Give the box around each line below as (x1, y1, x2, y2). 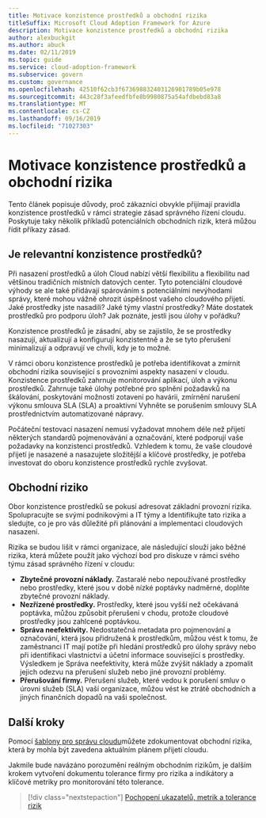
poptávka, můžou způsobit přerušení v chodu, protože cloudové (19, 608, 230, 618)
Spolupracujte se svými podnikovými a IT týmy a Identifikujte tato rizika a (8, 510, 247, 520)
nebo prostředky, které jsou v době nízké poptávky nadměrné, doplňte (19, 583, 250, 593)
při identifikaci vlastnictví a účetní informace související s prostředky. (19, 651, 245, 660)
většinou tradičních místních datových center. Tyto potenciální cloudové (8, 277, 243, 286)
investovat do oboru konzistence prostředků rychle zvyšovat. (8, 457, 208, 468)
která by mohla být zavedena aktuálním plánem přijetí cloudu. (8, 745, 209, 755)
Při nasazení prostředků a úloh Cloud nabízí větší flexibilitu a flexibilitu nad (8, 269, 250, 278)
